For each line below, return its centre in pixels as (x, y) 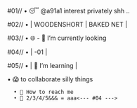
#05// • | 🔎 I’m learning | (43, 66)
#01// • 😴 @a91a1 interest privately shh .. (68, 11)
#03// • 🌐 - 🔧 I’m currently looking (57, 38)
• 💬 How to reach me (44, 92)
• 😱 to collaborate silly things (50, 79)
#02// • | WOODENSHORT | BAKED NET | (67, 24)
